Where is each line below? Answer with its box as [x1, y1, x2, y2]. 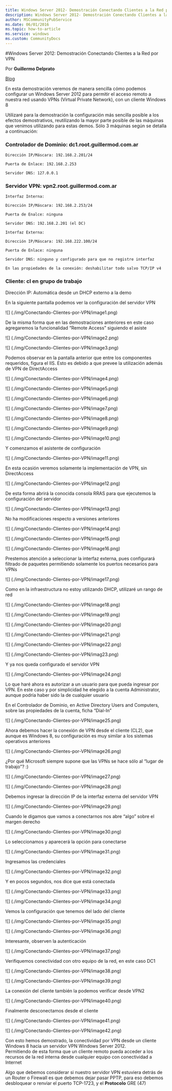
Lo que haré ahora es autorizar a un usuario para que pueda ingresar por [5, 681, 159, 687]
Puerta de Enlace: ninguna [5, 248, 63, 253]
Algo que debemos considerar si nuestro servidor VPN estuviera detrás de [5, 1069, 163, 1075]
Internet [5, 1059, 22, 1065]
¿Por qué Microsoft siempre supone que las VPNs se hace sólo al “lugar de [5, 758, 164, 764]
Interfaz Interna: [5, 194, 45, 199]
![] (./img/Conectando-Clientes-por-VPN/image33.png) [5, 888, 122, 894]
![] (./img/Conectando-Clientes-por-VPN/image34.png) [5, 898, 122, 904]
